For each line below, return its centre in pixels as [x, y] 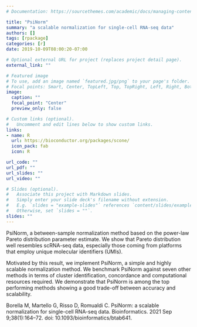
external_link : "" [28, 65]
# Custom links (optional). [40, 119]
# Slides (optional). [33, 189]
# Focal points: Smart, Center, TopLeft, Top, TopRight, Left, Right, [94, 87]
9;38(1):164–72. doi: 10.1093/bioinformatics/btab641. [69, 318]
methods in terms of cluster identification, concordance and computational [96, 275]
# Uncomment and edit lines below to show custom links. [80, 124]
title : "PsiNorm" [27, 22]
